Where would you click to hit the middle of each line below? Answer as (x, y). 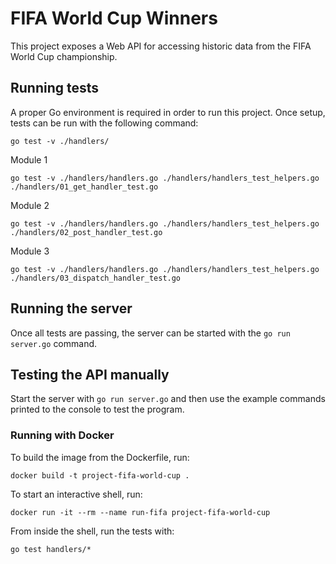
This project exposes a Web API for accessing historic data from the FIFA (161, 46)
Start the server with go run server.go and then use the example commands (168, 399)
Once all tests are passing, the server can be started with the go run (150, 333)
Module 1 (29, 159)
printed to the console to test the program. (97, 409)
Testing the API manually (90, 374)
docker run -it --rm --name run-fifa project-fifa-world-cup (140, 512)
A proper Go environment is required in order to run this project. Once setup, (168, 112)
